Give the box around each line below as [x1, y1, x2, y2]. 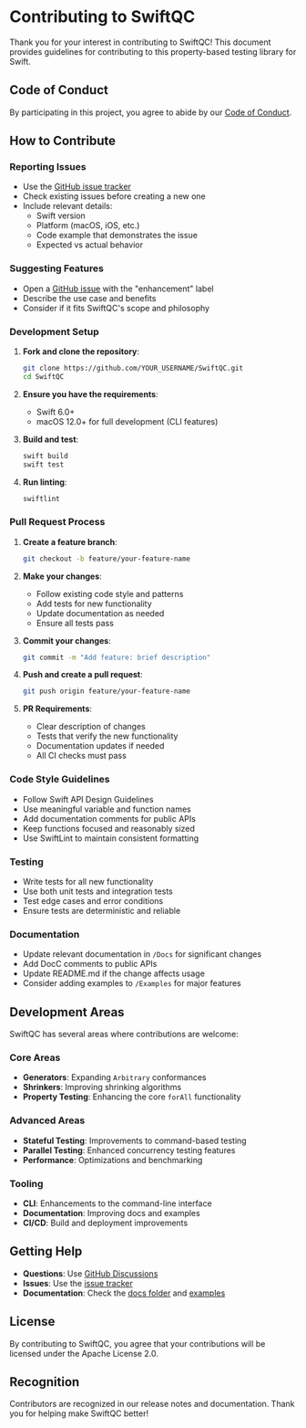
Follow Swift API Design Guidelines [22, 793, 154, 804]
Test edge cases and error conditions [22, 895, 164, 906]
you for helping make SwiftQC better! [9, 1408, 148, 1419]
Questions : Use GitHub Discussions [22, 1267, 158, 1279]
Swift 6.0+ [36, 406, 76, 417]
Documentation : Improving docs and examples [22, 1207, 200, 1218]
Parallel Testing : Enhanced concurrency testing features [22, 1144, 236, 1156]
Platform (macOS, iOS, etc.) [36, 220, 140, 231]
